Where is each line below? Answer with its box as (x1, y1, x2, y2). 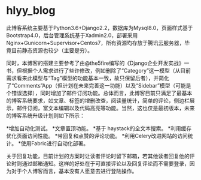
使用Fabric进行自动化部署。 (20, 139, 89, 147)
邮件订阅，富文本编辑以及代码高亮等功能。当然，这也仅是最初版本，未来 (16, 104, 195, 112)
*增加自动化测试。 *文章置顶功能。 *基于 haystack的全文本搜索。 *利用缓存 (6, 124, 192, 132)
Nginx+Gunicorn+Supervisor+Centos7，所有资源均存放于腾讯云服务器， (6, 39, 185, 46)
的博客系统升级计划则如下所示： (6, 112, 85, 119)
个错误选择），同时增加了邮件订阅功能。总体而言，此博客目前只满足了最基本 (6, 89, 193, 97)
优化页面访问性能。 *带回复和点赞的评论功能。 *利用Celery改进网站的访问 (6, 132, 188, 139)
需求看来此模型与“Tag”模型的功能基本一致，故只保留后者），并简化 (6, 74, 169, 82)
